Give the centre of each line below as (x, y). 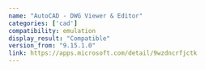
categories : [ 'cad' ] (43, 23)
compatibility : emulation (52, 31)
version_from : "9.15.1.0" (52, 46)
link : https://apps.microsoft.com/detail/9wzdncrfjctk (103, 53)
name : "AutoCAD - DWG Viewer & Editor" (76, 16)
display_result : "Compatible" (60, 38)
